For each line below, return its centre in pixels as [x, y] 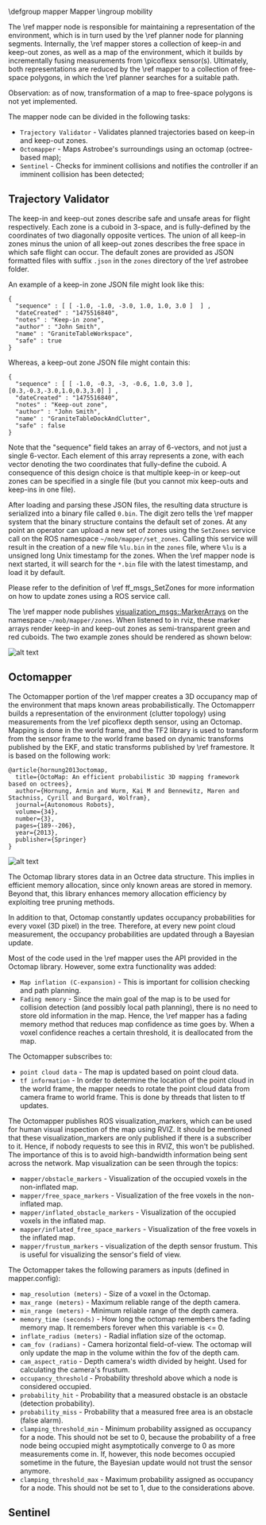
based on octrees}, [40, 784]
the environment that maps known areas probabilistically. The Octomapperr [132, 705]
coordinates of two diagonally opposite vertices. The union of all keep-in [127, 235]
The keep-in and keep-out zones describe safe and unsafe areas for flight [129, 218]
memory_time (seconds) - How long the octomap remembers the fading [135, 1318]
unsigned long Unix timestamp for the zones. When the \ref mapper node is [132, 555]
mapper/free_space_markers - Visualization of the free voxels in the [128, 1195]
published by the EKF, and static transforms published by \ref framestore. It [131, 747]
